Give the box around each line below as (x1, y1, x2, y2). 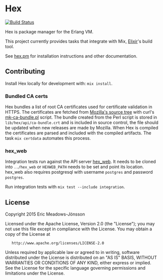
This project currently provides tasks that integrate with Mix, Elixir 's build (5, 38, 153, 44)
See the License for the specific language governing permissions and (5, 265, 146, 271)
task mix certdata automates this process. (5, 135, 91, 141)
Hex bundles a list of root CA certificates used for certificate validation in (5, 104, 152, 110)
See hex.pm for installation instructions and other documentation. (5, 53, 137, 59)
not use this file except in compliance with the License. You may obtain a (5, 226, 152, 232)
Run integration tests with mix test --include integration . (5, 184, 125, 190)
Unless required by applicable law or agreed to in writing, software (5, 249, 140, 255)
